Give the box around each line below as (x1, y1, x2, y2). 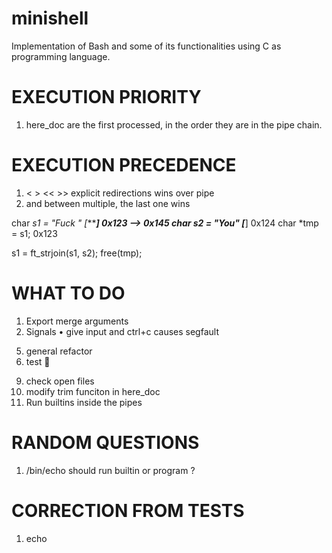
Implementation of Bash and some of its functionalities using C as (11, 40, 282, 52)
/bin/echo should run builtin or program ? (25, 464, 196, 476)
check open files (25, 375, 95, 387)
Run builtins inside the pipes (25, 396, 143, 408)
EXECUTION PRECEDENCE (11, 154, 237, 177)
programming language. (11, 50, 111, 62)
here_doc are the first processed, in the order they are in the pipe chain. (25, 118, 323, 131)
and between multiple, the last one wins (25, 197, 191, 209)
